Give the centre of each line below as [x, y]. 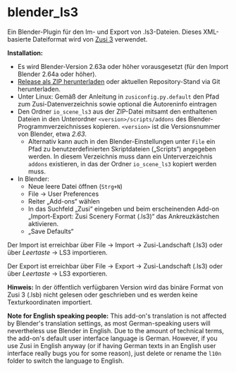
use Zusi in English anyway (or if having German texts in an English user [112, 345]
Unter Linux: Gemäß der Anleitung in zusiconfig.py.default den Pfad [118, 97]
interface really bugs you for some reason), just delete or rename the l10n [114, 353]
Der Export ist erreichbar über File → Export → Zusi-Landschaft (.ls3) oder [115, 266]
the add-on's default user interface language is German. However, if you [112, 338]
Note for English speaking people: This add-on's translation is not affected [117, 316]
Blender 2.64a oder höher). [57, 74]
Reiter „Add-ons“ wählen [64, 201]
